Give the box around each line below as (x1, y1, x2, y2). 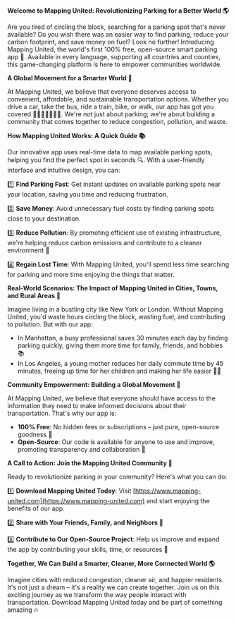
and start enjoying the (146, 497, 210, 505)
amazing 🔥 (7, 605, 39, 614)
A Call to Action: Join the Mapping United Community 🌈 (7, 459, 173, 467)
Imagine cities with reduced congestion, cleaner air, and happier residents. (7, 576, 224, 584)
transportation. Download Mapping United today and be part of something (7, 598, 223, 606)
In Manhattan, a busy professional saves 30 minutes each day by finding (17, 334, 228, 342)
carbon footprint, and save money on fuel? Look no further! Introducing (7, 38, 214, 46)
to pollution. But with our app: (7, 320, 93, 328)
